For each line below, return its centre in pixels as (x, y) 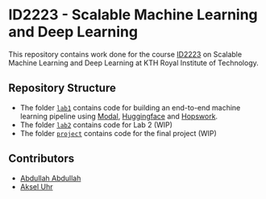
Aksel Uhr (36, 186)
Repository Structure (62, 88)
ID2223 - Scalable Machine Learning (133, 15)
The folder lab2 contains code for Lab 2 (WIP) (96, 124)
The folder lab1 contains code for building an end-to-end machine (130, 107)
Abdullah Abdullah (50, 178)
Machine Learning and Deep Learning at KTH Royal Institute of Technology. (134, 63)
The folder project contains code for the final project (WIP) (118, 133)
